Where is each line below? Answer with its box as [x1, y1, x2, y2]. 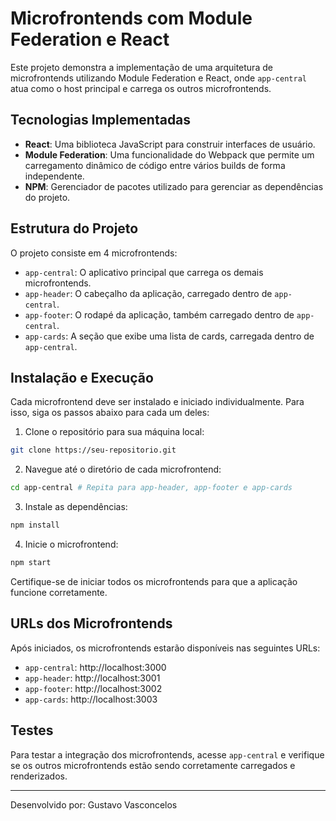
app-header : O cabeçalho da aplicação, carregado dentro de [24, 287, 273, 299]
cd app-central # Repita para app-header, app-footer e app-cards [10, 483, 293, 493]
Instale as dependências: [24, 501, 128, 513]
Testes [10, 722, 54, 739]
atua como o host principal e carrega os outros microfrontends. [10, 82, 272, 94]
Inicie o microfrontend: [24, 538, 119, 550]
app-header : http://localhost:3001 [24, 672, 161, 684]
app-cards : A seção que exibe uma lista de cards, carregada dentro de [24, 330, 315, 342]
